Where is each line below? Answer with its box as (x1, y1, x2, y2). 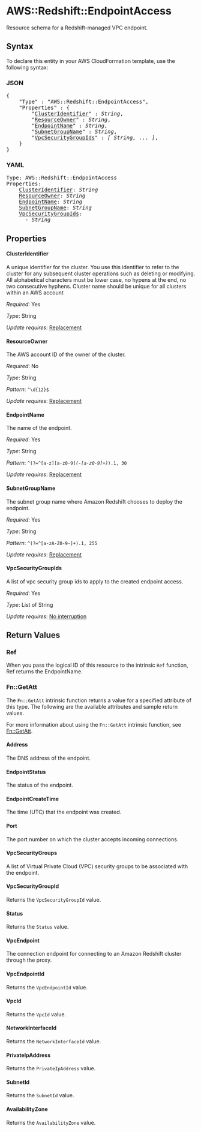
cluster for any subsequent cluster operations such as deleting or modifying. (6, 270, 196, 277)
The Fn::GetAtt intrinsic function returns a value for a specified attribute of (6, 697, 192, 704)
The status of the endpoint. (6, 781, 74, 789)
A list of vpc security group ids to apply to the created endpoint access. (6, 577, 184, 585)
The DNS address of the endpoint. (6, 754, 91, 761)
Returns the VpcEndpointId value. (6, 983, 88, 990)
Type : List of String (6, 601, 53, 608)
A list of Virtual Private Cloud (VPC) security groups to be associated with (6, 862, 188, 870)
